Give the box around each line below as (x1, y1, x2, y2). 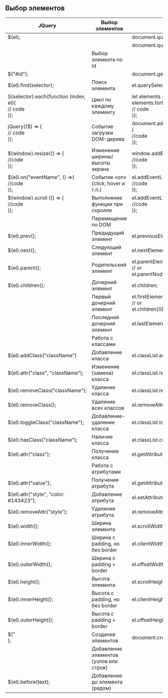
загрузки (91, 129, 113, 136)
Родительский (91, 261, 126, 268)
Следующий (91, 244, 121, 251)
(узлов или (91, 657, 118, 664)
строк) (91, 664, 108, 671)
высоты (91, 159, 110, 166)
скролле (91, 207, 112, 214)
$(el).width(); (7, 522, 39, 529)
